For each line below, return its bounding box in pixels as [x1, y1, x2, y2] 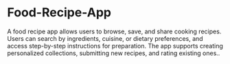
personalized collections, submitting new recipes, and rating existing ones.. [7, 49, 220, 57]
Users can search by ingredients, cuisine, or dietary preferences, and [7, 34, 204, 42]
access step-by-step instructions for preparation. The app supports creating [7, 42, 223, 50]
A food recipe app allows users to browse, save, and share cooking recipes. [7, 27, 222, 35]
